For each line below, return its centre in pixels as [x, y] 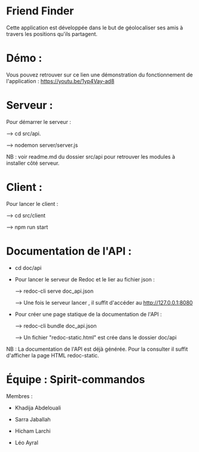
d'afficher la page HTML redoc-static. [53, 355]
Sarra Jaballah [33, 419]
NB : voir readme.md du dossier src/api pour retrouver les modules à [91, 156]
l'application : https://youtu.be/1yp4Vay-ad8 [60, 81]
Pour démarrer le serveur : [39, 122]
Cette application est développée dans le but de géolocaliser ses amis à [95, 28]
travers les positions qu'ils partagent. [52, 34]
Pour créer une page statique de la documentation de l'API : [88, 314]
